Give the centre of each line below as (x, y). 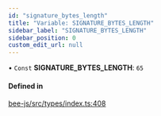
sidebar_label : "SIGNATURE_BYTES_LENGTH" (78, 30)
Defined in (26, 86)
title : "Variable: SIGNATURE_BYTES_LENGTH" (81, 23)
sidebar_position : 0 (42, 38)
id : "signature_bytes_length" (58, 15)
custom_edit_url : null (46, 45)
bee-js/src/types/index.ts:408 (57, 103)
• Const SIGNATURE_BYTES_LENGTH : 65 (76, 68)
